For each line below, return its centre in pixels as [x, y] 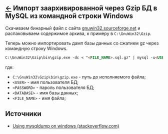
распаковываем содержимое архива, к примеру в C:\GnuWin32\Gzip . [78, 33]
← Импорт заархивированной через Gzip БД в [81, 8]
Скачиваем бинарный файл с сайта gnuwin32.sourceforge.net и [73, 28]
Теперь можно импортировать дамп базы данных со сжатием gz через [82, 43]
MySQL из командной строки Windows [69, 16]
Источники [23, 114]
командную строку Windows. [36, 48]
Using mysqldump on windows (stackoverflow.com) [66, 126]
